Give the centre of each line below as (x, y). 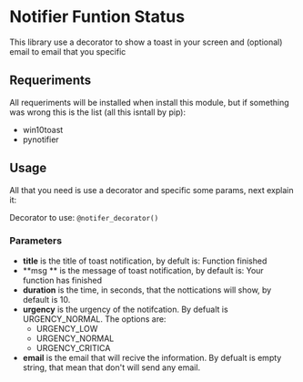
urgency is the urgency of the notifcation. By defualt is (126, 309)
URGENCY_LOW (67, 328)
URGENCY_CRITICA (73, 347)
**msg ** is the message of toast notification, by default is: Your (143, 270)
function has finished (62, 280)
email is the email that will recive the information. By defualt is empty (152, 357)
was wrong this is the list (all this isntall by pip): (98, 112)
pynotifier (40, 139)
